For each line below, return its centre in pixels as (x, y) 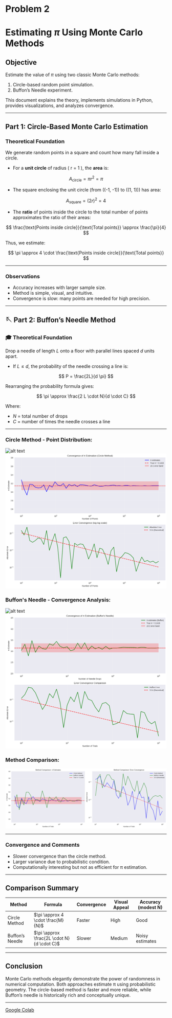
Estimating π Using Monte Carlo (74, 33)
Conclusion (24, 966)
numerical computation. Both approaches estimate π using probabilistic (81, 984)
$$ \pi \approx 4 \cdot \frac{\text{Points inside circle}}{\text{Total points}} (86, 253)
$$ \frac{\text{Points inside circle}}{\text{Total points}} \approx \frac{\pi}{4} (86, 227)
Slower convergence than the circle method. (59, 856)
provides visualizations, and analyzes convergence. (60, 105)
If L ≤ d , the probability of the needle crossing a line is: (71, 366)
